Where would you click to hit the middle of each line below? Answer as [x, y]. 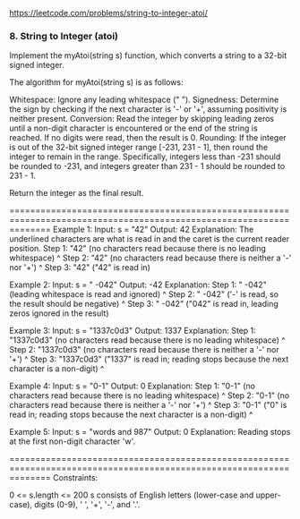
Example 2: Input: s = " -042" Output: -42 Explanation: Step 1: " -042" [138, 285]
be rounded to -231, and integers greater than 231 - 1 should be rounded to [147, 166]
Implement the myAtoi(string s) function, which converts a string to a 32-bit [148, 55]
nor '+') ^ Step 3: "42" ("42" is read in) [80, 268]
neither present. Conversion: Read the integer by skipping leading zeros [142, 119]
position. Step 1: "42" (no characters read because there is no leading [138, 249]
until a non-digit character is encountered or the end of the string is [133, 128]
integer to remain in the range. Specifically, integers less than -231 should [145, 157]
